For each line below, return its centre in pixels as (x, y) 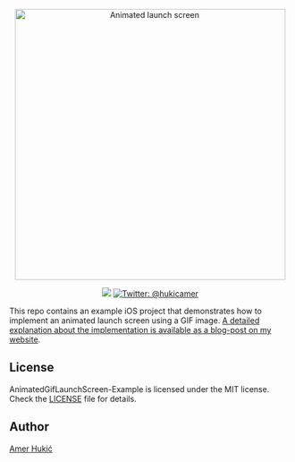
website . (25, 339)
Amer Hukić (31, 449)
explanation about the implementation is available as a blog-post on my (140, 330)
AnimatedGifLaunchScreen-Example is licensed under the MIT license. (139, 389)
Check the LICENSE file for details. (73, 398)
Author (29, 427)
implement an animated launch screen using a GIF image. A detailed (135, 321)
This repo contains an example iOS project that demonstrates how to (135, 311)
